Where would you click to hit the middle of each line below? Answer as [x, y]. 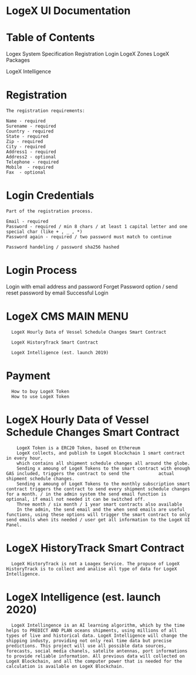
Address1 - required [31, 152]
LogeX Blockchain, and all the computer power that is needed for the [94, 661]
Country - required [30, 131]
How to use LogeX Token [40, 396]
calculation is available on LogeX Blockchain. [65, 666]
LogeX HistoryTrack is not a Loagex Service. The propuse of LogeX [96, 564]
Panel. [14, 525]
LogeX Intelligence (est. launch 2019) [60, 352]
